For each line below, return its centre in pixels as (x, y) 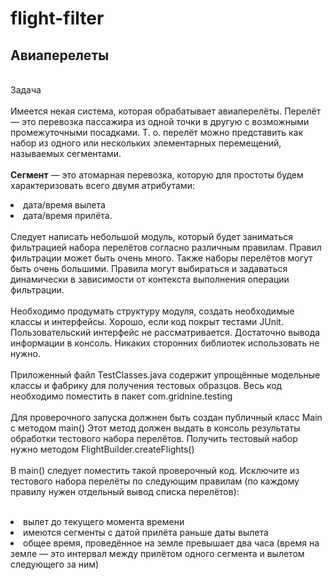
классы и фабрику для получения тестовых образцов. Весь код (146, 385)
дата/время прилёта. (68, 215)
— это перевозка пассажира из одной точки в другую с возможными (160, 121)
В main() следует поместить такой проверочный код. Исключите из (155, 470)
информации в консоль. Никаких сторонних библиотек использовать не (165, 343)
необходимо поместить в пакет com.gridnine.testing (121, 396)
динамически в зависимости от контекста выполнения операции (150, 279)
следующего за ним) (55, 564)
